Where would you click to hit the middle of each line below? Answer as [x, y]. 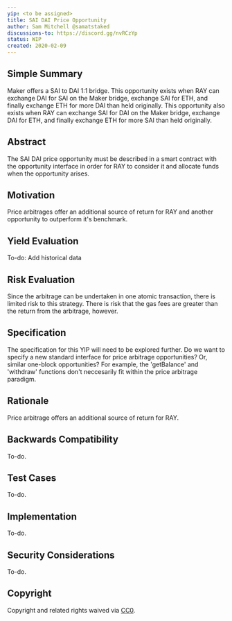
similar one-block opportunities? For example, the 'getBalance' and [103, 364]
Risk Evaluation [41, 279]
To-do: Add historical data [44, 258]
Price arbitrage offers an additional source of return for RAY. [93, 418]
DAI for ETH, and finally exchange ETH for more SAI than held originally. [110, 120]
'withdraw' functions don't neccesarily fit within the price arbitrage [102, 371]
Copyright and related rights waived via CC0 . [71, 610]
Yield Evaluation [43, 241]
